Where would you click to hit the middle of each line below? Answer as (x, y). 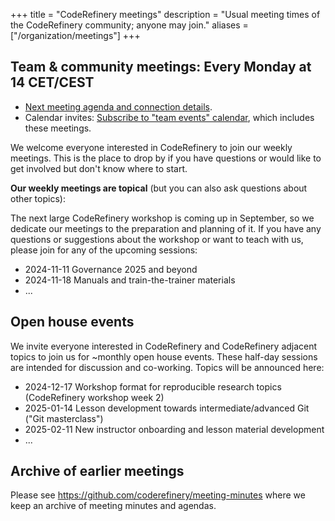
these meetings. (58, 128)
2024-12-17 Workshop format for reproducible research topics (153, 386)
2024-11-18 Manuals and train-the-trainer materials (130, 280)
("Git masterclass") (64, 418)
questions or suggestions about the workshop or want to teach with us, (157, 239)
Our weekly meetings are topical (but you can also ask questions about (159, 188)
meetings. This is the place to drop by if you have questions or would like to (166, 158)
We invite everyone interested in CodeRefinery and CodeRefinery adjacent (164, 346)
